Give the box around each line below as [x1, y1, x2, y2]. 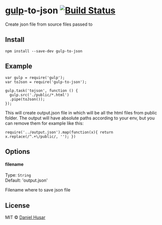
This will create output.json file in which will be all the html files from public [5, 110, 158, 115]
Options [5, 147, 31, 155]
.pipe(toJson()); [9, 97, 45, 102]
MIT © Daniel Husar [5, 214, 46, 220]
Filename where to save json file [5, 187, 70, 193]
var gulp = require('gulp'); [5, 75, 65, 80]
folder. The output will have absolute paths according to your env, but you [5, 115, 155, 121]
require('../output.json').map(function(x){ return [5, 130, 113, 135]
